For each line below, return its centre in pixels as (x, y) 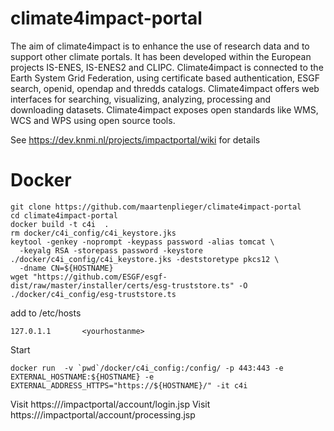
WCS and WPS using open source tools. (93, 120)
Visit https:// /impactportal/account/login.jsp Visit (110, 404)
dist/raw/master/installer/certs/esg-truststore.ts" (122, 285)
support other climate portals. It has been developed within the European (161, 56)
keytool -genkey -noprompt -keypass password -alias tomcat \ (142, 242)
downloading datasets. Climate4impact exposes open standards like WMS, (164, 109)
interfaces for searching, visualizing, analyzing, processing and (141, 99)
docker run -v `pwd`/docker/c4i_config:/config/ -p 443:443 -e (147, 368)
